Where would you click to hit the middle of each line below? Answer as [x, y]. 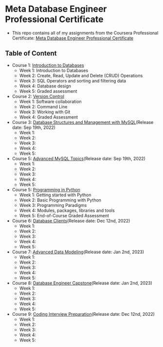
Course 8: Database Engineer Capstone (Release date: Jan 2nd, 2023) [82, 283]
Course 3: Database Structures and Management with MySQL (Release [83, 122]
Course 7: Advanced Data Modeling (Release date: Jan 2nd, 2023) [78, 252]
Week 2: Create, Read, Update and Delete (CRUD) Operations [81, 75]
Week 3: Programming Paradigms [53, 205]
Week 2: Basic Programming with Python [60, 200]
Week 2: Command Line [43, 106]
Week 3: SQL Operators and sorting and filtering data [73, 81]
